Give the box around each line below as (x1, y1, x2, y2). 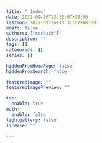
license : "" (6, 122, 35, 128)
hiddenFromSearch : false (6, 68, 67, 74)
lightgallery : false (6, 117, 57, 123)
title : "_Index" (6, 8, 46, 15)
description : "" (6, 36, 46, 42)
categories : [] (6, 47, 44, 53)
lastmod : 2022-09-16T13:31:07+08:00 (6, 19, 96, 25)
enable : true (11, 101, 44, 107)
